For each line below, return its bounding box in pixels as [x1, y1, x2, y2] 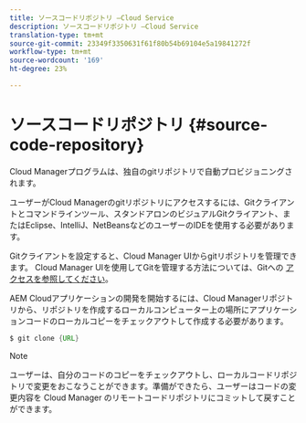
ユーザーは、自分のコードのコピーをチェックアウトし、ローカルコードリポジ [9, 369, 298, 380]
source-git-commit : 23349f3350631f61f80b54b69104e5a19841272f [9, 38, 251, 48]
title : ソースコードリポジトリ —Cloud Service [9, 13, 174, 23]
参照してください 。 [40, 273, 114, 284]
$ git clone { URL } [9, 333, 79, 343]
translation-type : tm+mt [9, 30, 104, 39]
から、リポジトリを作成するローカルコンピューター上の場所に [16, 303, 249, 315]
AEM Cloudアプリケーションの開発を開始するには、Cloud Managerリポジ [9, 292, 286, 303]
